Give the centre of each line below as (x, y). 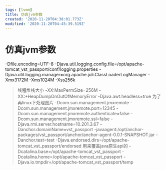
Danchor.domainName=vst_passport (55, 130)
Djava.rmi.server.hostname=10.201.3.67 (58, 124)
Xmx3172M (17, 80)
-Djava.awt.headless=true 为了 (129, 96)
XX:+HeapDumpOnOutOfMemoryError (57, 96)
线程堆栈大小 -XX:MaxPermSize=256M (57, 90)
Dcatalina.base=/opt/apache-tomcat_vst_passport (69, 152)
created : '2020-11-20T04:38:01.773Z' (44, 19)
